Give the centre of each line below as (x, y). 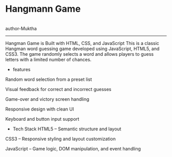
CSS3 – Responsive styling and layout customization (61, 139)
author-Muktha (21, 28)
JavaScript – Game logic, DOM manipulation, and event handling (73, 148)
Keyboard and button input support (42, 119)
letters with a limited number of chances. (48, 59)
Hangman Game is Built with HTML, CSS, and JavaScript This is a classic (82, 43)
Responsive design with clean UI (40, 109)
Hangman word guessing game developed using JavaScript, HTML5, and (82, 49)
